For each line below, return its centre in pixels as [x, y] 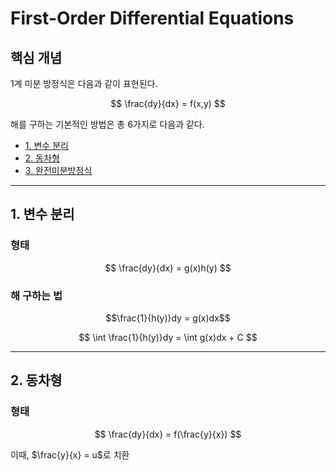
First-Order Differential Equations [152, 18]
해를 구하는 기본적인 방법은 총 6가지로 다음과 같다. [107, 124]
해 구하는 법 [36, 295]
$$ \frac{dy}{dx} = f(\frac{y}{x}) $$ [168, 434]
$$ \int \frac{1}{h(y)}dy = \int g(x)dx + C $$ [168, 337]
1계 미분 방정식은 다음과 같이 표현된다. [84, 83]
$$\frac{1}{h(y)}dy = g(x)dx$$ [168, 318]
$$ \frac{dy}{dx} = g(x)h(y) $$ [168, 268]
